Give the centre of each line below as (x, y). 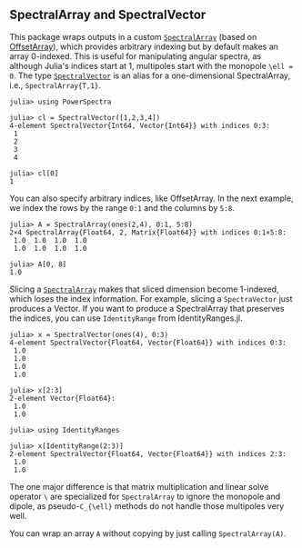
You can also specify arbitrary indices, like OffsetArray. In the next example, (151, 198)
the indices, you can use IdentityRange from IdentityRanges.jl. (126, 318)
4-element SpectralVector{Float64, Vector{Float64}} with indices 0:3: (148, 343)
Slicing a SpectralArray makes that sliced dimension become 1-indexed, (144, 289)
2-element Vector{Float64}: (63, 398)
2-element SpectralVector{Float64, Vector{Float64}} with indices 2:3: (148, 453)
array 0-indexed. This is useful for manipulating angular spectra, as (136, 56)
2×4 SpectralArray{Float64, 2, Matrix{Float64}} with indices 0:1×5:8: (148, 232)
